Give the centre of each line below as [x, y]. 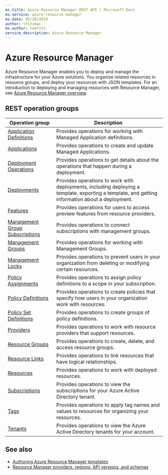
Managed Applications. [83, 151]
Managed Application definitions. [95, 137]
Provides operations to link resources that [105, 355]
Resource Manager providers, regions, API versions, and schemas [80, 467]
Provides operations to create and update [105, 145]
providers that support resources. [95, 333]
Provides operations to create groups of [103, 312]
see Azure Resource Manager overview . [46, 92]
